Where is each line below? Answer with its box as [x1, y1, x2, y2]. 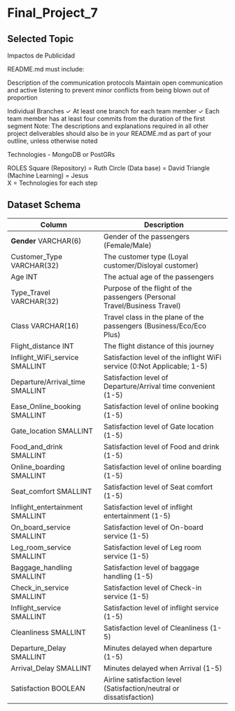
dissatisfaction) [104, 692, 155, 702]
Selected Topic [7, 33, 74, 45]
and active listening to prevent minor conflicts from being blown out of [7, 86, 210, 94]
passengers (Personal [104, 292, 176, 302]
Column [40, 219, 68, 229]
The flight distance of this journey [104, 341, 215, 351]
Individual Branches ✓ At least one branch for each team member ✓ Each [7, 107, 220, 115]
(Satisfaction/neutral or [104, 683, 180, 693]
